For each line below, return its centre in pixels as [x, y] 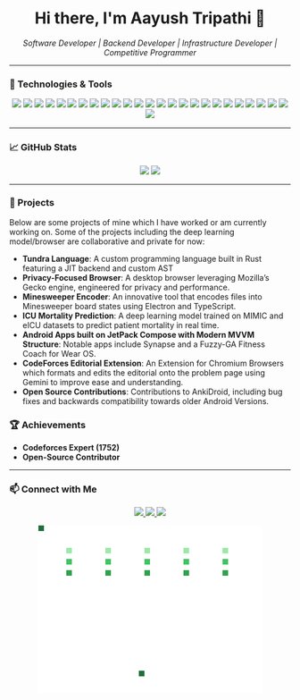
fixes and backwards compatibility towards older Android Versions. [146, 401]
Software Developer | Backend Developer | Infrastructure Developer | [150, 43]
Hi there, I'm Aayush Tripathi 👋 [150, 18]
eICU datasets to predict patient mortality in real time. [121, 325]
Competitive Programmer [150, 52]
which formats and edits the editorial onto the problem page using [144, 372]
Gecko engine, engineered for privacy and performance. [126, 287]
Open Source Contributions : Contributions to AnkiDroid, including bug [152, 392]
